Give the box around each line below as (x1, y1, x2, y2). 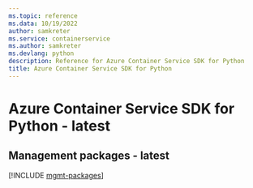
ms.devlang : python (8, 49, 75, 58)
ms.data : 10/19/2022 (8, 19, 79, 28)
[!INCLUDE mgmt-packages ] (8, 170, 104, 180)
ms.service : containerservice (8, 34, 111, 43)
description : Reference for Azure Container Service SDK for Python (8, 58, 245, 66)
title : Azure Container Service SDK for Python (8, 65, 173, 73)
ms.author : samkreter (8, 42, 82, 50)
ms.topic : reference (8, 11, 79, 20)
